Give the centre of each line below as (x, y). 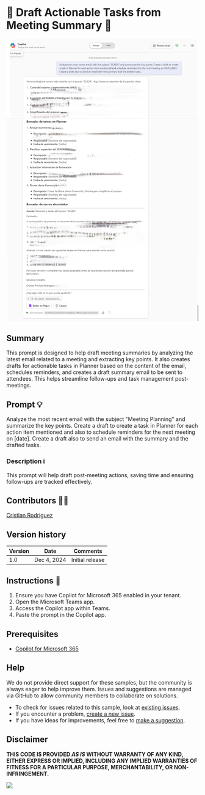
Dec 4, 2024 (50, 559)
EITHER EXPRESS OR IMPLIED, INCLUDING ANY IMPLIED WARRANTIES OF (102, 761)
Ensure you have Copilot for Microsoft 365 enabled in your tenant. (98, 595)
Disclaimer (27, 740)
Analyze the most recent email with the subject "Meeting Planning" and (96, 419)
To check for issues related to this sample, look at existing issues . (98, 707)
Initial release (88, 559)
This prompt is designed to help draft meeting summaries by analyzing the (100, 353)
